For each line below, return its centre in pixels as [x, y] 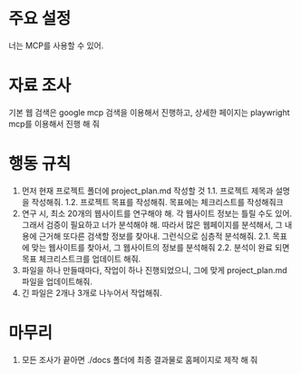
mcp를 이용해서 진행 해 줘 [54, 123]
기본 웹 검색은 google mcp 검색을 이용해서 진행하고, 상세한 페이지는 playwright [150, 112]
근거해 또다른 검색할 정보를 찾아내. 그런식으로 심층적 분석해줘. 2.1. [155, 236]
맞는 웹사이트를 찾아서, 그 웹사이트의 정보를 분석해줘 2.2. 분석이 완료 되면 [160, 247]
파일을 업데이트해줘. [57, 281]
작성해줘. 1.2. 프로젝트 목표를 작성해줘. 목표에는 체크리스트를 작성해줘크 [157, 202]
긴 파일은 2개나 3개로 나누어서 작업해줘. [92, 292]
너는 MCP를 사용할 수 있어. [56, 45]
